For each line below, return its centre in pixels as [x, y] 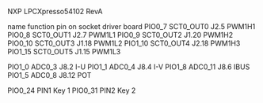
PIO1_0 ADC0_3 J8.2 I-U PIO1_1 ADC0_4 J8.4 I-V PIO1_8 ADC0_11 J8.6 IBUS [129, 67]
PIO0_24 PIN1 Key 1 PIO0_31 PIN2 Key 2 [72, 90]
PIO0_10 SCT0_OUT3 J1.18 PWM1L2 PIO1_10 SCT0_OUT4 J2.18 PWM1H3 [124, 43]
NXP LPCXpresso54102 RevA [55, 11]
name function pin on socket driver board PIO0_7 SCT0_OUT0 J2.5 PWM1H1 [131, 26]
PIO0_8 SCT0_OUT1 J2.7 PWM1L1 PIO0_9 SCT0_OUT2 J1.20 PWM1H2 [120, 35]
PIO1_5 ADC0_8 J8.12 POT [50, 75]
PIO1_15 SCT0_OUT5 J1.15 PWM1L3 [64, 51]
